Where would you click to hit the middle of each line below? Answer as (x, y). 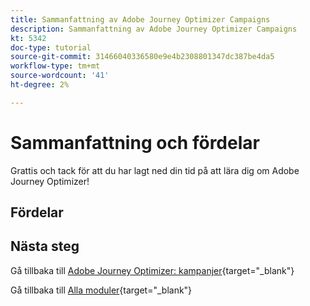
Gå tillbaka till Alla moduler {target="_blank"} (101, 290)
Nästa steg (45, 246)
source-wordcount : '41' (60, 76)
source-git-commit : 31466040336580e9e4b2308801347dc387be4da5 (142, 57)
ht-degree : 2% (40, 85)
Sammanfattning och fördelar (135, 142)
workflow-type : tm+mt (55, 66)
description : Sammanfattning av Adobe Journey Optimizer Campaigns (154, 29)
